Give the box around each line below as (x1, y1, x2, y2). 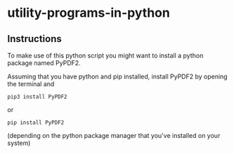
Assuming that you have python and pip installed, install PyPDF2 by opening (7, 72, 228, 80)
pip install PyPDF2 (7, 119, 65, 126)
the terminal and (7, 80, 55, 88)
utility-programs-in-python (7, 5, 170, 21)
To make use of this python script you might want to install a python (7, 51, 204, 59)
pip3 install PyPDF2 (7, 93, 68, 100)
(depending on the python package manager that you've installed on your (7, 132, 221, 139)
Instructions (7, 33, 62, 45)
